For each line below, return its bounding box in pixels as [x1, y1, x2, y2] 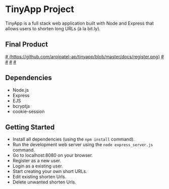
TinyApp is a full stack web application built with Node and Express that [5, 20, 154, 26]
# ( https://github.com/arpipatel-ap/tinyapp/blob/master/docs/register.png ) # [5, 53, 164, 59]
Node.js [12, 87, 29, 93]
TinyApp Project [5, 4, 75, 15]
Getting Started [5, 122, 55, 132]
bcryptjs [12, 103, 30, 109]
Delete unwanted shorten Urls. [12, 179, 77, 185]
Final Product [5, 40, 48, 49]
